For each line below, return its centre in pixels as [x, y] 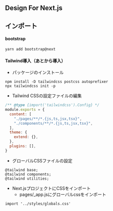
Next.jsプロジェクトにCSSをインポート [51, 188]
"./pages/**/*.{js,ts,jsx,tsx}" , [48, 119]
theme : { [18, 132]
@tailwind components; [28, 174]
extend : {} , [26, 137]
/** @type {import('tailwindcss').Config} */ [52, 105]
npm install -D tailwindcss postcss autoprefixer [57, 82]
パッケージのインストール [38, 73]
